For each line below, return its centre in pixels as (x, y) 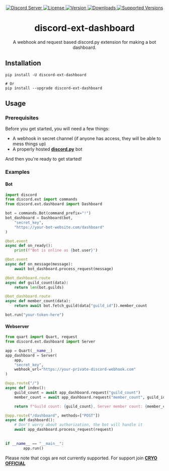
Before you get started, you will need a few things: (57, 129)
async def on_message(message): (39, 264)
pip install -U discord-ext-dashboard (46, 75)
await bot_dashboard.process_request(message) (64, 269)
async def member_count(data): (38, 301)
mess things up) (29, 144)
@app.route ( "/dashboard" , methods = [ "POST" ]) (53, 416)
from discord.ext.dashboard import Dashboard (54, 204)
